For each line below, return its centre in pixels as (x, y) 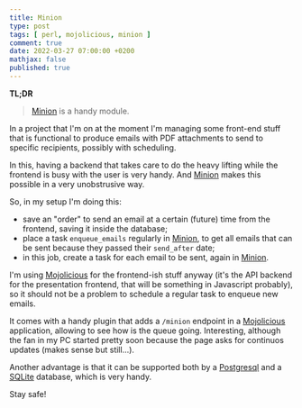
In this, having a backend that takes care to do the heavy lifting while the (144, 165)
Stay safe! (28, 394)
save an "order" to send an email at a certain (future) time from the (146, 219)
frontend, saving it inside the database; (95, 228)
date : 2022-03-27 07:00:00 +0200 (72, 51)
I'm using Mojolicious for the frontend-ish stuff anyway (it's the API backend (151, 275)
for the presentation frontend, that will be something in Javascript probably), (151, 284)
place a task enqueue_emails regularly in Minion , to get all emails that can (157, 238)
